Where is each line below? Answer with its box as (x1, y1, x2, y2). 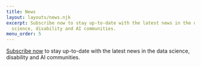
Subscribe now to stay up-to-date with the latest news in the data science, (6, 47, 190, 54)
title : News (6, 8, 36, 15)
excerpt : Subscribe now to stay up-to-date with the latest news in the (6, 20, 191, 26)
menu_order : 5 (6, 31, 42, 37)
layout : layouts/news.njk (6, 14, 71, 20)
